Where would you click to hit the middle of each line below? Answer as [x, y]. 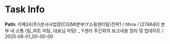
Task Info [25, 9]
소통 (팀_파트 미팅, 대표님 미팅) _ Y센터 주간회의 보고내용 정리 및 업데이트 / [90, 30]
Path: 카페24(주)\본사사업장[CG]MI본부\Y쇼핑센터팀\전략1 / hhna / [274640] [82, 24]
